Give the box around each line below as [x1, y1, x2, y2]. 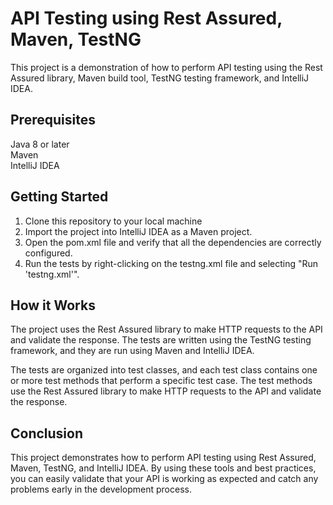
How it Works [10, 297, 96, 314]
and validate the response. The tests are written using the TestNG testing [10, 334, 312, 346]
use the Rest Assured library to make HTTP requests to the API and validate [10, 385, 322, 397]
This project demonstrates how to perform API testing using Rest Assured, [10, 452, 317, 464]
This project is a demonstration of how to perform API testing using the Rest [10, 61, 323, 73]
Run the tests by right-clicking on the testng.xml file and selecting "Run [24, 257, 319, 269]
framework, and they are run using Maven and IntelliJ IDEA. [10, 345, 255, 357]
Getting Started [10, 188, 109, 206]
